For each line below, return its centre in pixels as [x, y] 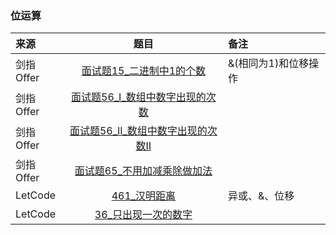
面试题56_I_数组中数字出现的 [139, 97]
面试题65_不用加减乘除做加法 [143, 171]
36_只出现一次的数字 [143, 215]
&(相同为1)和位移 [269, 64]
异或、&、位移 [261, 196]
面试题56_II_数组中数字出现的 [138, 131]
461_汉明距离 [144, 196]
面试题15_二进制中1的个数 [144, 71]
